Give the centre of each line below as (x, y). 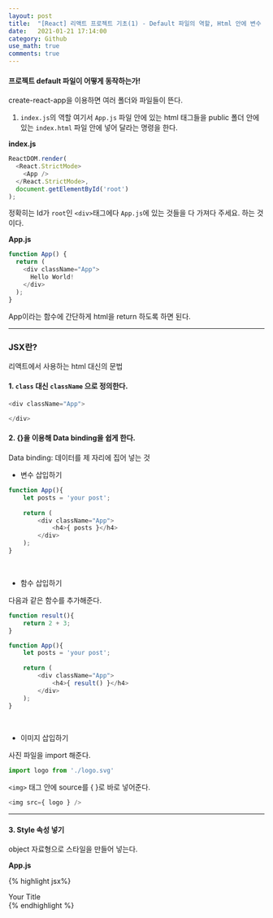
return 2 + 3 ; (47, 623)
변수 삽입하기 (41, 475)
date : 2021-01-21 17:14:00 (58, 31)
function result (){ (41, 615)
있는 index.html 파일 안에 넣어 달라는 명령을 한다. (99, 128)
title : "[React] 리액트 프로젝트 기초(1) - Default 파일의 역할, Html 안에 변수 (135, 24)
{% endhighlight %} (41, 906)
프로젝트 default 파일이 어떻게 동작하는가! (74, 80)
